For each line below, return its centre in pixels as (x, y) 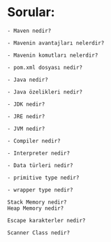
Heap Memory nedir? (36, 208)
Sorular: (31, 12)
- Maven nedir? (29, 31)
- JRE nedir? (26, 116)
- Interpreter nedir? (39, 153)
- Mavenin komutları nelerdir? (53, 55)
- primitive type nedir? (43, 178)
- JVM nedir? (26, 129)
